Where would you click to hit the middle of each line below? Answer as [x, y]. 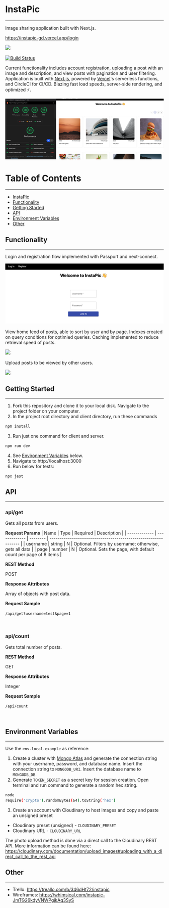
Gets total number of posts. [33, 647]
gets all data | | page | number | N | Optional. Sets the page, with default [80, 549]
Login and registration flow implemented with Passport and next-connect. [82, 257]
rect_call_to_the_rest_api [30, 857]
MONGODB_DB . [24, 775]
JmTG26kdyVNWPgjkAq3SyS [43, 900]
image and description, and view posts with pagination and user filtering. [81, 73]
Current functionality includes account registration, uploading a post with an [84, 68]
